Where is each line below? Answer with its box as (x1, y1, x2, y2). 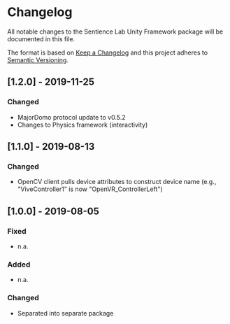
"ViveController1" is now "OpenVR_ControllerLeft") (17, 185, 163, 193)
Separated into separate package (17, 309, 114, 317)
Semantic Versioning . (7, 55, 69, 64)
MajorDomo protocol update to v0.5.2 (17, 113, 126, 121)
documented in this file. (7, 34, 76, 43)
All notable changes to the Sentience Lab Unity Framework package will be (7, 27, 224, 36)
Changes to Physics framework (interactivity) (17, 120, 148, 129)
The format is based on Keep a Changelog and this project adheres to (7, 48, 208, 57)
